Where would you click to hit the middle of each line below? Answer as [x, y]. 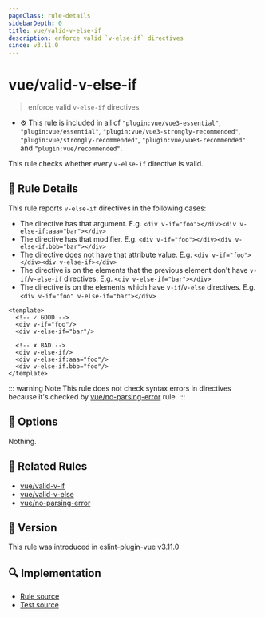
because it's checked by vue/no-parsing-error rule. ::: [97, 396]
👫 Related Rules [48, 466]
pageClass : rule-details [49, 16]
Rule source [40, 596]
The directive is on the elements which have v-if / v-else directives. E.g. [138, 287]
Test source [40, 605]
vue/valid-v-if [42, 486]
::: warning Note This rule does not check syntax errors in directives [120, 388]
